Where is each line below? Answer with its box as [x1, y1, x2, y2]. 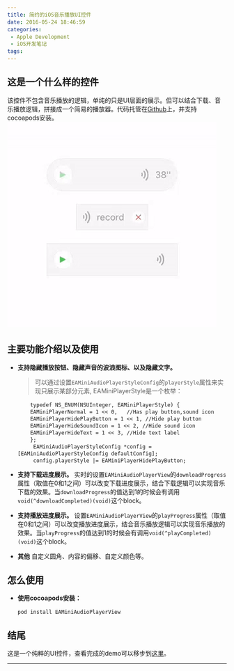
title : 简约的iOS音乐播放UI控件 [7, 11, 92, 18]
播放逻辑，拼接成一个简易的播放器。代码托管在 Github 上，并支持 [13, 104, 197, 113]
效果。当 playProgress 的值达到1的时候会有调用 [17, 528, 150, 537]
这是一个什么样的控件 [7, 77, 99, 88]
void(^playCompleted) [148, 530, 212, 537]
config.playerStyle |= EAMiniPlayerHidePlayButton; [33, 457, 187, 464]
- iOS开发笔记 [10, 40, 47, 48]
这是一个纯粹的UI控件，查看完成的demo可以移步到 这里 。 [7, 649, 171, 658]
